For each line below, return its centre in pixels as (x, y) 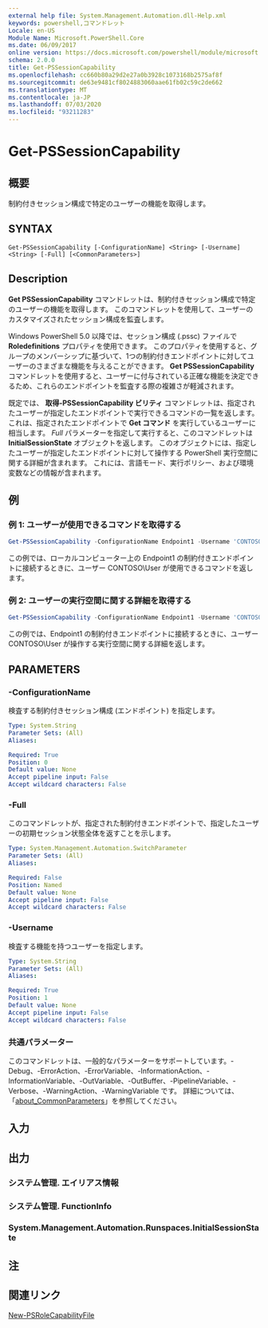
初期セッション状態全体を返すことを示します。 (99, 833)
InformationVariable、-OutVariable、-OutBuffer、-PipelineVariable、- (122, 1081)
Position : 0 (28, 763)
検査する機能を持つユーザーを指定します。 (78, 946)
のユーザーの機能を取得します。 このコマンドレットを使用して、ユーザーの (131, 309)
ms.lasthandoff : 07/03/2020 (55, 104)
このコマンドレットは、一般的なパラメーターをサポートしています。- (121, 1061)
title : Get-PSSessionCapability (62, 68)
